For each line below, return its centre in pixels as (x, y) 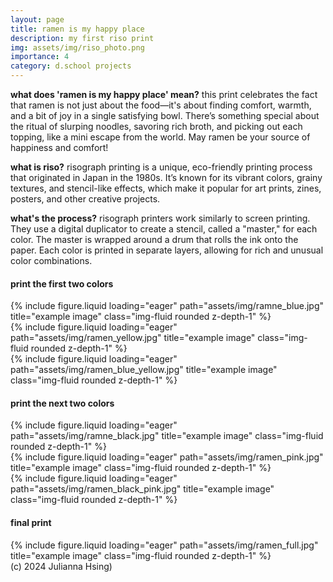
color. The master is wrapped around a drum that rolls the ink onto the (154, 239)
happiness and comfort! (59, 147)
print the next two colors (62, 403)
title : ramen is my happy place (77, 29)
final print (31, 522)
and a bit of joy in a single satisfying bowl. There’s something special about (165, 115)
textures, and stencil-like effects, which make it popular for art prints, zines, (166, 188)
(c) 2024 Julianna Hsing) (61, 566)
